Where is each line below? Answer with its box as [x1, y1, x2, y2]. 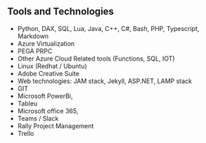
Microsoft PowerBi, [17, 92, 73, 100]
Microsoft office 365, [17, 106, 79, 115]
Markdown [17, 32, 49, 40]
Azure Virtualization [17, 39, 75, 48]
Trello [17, 129, 34, 137]
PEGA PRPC [17, 46, 53, 55]
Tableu [17, 99, 38, 108]
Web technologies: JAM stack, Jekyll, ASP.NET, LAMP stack [17, 77, 192, 85]
